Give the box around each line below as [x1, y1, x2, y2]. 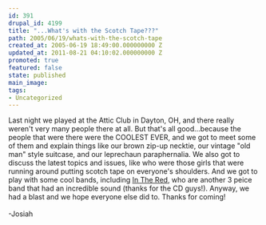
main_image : [8, 78, 48, 86]
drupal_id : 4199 [8, 19, 62, 27]
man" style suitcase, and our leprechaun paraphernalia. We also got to [8, 150, 240, 159]
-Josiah [8, 209, 34, 219]
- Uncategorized [8, 94, 62, 102]
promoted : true [8, 57, 59, 65]
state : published [8, 71, 66, 79]
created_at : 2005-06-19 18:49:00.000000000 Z [8, 42, 162, 50]
